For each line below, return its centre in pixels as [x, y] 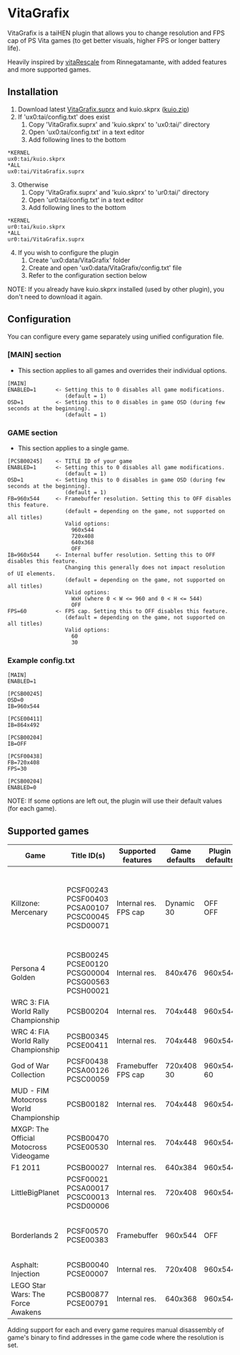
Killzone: [25, 904]
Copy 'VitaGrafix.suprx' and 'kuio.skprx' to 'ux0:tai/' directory [119, 124]
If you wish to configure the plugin [68, 252]
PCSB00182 [88, 1104]
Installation [33, 92]
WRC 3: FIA [30, 1003]
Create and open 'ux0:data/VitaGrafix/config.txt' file [105, 267]
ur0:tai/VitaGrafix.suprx [46, 239]
